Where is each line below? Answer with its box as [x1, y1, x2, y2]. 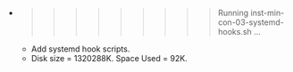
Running [217, 8, 249, 18]
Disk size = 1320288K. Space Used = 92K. [30, 53, 188, 63]
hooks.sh [217, 27, 252, 36]
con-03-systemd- [217, 17, 284, 28]
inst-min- [249, 8, 285, 18]
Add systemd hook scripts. [30, 44, 130, 54]
